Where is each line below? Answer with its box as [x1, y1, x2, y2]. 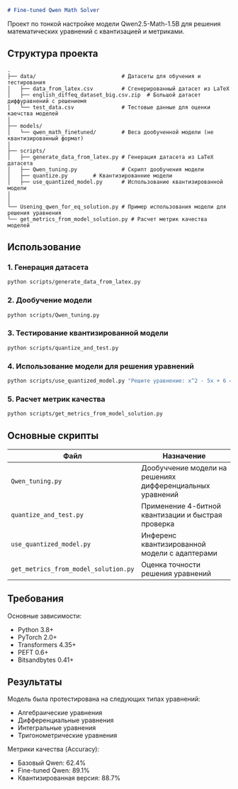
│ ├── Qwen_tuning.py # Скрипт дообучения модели [7, 165, 204, 173]
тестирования [7, 79, 46, 86]
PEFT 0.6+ [17, 648, 49, 656]
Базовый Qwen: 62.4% [17, 758, 86, 767]
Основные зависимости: [7, 611, 82, 620]
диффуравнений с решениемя [7, 97, 87, 104]
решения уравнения [7, 210, 62, 217]
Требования [7, 593, 64, 605]
